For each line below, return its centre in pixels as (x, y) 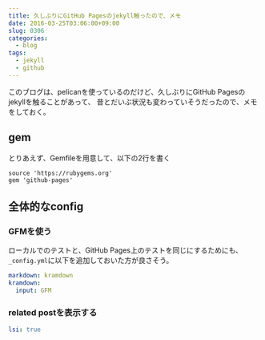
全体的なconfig (46, 206)
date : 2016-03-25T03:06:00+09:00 (64, 23)
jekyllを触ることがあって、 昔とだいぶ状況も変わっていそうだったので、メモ (133, 102)
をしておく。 (29, 111)
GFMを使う (30, 231)
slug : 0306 (26, 30)
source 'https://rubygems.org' (60, 173)
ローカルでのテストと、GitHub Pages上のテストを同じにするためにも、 (125, 250)
